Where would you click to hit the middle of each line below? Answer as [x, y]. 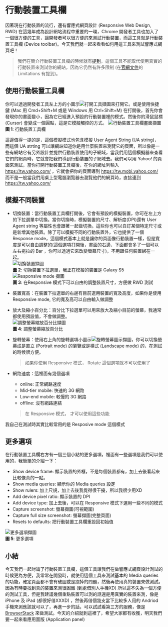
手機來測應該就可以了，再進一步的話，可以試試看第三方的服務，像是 [75, 607]
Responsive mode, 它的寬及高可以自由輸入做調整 [63, 299]
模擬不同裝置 [25, 200]
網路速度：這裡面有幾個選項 [41, 373]
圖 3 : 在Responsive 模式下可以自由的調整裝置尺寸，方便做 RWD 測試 [83, 282]
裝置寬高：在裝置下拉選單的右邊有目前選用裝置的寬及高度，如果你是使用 [87, 293]
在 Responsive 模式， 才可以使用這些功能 [67, 413]
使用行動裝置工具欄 [35, 91]
